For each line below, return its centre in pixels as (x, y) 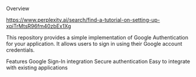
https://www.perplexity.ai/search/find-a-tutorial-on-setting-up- (83, 20)
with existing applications (37, 68)
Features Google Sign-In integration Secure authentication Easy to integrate (98, 61)
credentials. (20, 50)
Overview (18, 9)
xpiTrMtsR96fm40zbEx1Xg (39, 26)
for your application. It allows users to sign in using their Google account (94, 44)
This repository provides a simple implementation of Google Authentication (97, 37)
